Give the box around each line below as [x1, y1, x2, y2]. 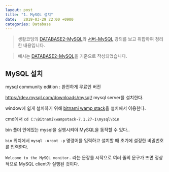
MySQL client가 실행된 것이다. [18, 161, 80, 167]
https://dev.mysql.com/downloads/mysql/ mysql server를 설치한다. [5, 95, 144, 101]
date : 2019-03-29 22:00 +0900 [5, 17, 74, 22]
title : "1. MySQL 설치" [5, 12, 53, 17]
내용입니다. [23, 42, 46, 49]
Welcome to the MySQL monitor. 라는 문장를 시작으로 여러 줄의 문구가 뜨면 [5, 155, 154, 161]
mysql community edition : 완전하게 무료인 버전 [5, 84, 102, 90]
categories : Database [5, 21, 51, 27]
